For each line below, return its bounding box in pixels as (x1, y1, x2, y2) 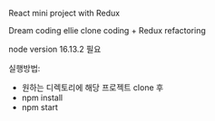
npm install (21, 92, 64, 103)
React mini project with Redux (8, 8, 120, 18)
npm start (21, 102, 58, 112)
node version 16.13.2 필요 (8, 44, 102, 54)
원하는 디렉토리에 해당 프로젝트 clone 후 (21, 82, 164, 93)
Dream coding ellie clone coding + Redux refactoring (8, 25, 206, 35)
